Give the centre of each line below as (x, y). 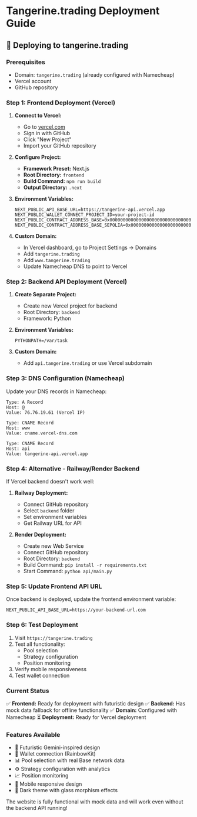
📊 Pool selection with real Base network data (70, 760)
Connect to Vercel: (38, 116)
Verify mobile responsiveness (51, 669)
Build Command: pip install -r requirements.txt (85, 565)
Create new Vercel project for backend (70, 306)
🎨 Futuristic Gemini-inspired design (57, 747)
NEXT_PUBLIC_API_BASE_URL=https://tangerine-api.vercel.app (90, 210)
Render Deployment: (40, 535)
